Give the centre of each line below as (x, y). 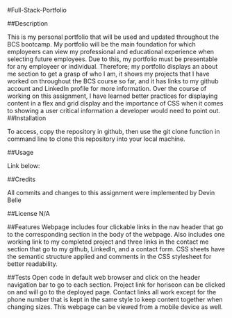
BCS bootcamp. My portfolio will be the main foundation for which (101, 44)
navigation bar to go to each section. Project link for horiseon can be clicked (116, 285)
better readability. (32, 264)
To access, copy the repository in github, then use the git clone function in (114, 132)
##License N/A (28, 214)
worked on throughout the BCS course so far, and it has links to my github (113, 81)
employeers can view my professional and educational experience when (110, 52)
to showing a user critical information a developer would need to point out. (114, 111)
